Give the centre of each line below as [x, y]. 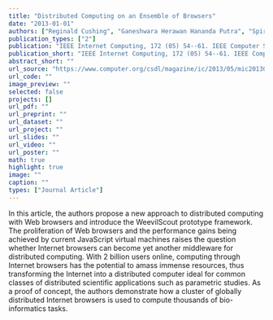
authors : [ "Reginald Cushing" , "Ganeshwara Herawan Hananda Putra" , [127, 31]
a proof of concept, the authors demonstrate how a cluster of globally [125, 291]
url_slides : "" [34, 137]
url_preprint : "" [38, 115]
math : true [27, 160]
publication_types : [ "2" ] [52, 39]
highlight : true [36, 168]
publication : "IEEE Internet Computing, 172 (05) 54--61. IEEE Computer [134, 46]
